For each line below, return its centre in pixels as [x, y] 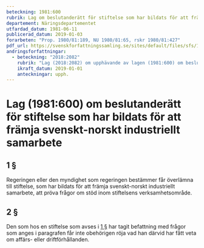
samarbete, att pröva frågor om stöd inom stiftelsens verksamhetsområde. [99, 193]
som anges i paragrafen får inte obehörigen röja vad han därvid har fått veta [101, 233]
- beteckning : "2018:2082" [46, 57]
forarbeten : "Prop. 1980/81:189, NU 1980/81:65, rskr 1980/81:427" [93, 40]
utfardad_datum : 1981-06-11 [42, 29]
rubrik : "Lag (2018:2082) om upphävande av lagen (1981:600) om [100, 63]
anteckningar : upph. [43, 74]
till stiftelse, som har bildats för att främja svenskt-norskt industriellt [91, 187]
